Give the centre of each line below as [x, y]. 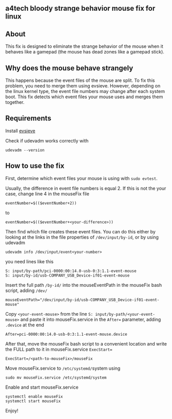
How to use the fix [35, 166]
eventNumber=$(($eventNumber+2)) [41, 203]
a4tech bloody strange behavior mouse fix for [80, 8]
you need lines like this [30, 261]
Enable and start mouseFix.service [42, 387]
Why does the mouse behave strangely [69, 68]
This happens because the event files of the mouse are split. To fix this [80, 80]
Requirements [28, 119]
